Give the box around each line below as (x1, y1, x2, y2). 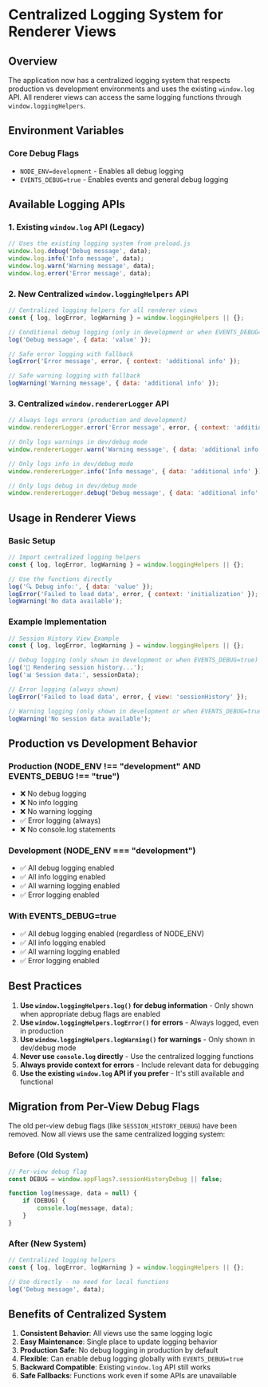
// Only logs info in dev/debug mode (8, 460, 134, 468)
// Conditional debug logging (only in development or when (8, 328, 213, 336)
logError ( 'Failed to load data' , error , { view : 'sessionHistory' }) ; (8, 693, 248, 701)
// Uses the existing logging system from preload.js (8, 239, 191, 248)
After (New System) (8, 1238, 87, 1249)
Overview (8, 54, 58, 68)
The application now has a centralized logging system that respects (8, 76, 231, 85)
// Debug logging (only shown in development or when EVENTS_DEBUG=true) (8, 656, 259, 664)
